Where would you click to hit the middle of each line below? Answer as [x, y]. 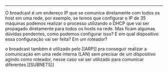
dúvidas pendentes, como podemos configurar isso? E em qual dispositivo [82, 34]
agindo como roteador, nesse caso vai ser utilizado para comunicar [74, 59]
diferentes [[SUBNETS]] [30, 65]
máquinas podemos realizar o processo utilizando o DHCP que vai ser [77, 23]
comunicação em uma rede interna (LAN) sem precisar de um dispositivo [80, 54]
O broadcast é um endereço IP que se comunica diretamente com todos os [82, 13]
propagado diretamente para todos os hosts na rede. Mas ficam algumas [80, 29]
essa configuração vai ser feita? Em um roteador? [56, 39]
